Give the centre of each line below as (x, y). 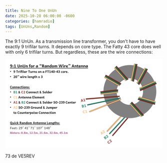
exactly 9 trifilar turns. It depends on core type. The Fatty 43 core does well (83, 47)
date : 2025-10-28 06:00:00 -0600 (40, 16)
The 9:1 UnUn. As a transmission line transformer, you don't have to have (80, 41)
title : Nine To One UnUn (31, 11)
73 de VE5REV (20, 156)
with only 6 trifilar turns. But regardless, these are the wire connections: (79, 52)
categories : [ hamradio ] (30, 21)
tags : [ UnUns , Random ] (28, 27)
